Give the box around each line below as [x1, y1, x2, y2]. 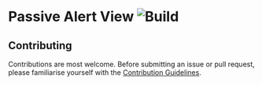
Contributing [8, 39, 72, 52]
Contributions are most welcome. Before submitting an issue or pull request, [8, 59, 256, 69]
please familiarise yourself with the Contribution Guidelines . [8, 68, 202, 77]
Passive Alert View [8, 8, 135, 26]
